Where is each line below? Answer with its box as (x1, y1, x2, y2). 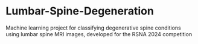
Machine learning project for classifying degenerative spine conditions (5, 24, 182, 31)
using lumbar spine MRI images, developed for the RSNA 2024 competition (5, 30, 193, 37)
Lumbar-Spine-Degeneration (5, 4, 155, 18)
